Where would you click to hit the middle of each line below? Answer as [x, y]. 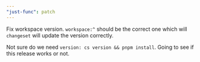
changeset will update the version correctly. [60, 35]
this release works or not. [38, 53]
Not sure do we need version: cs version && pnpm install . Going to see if [100, 47]
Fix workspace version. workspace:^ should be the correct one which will [97, 29]
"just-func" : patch [31, 12]
